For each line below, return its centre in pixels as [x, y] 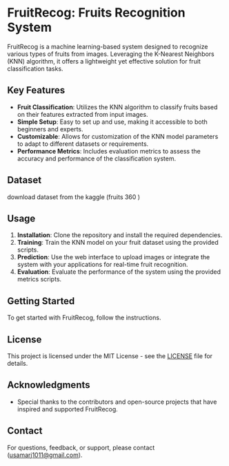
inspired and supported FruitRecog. [68, 409]
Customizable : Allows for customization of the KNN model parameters [118, 136]
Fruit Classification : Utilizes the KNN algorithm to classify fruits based [117, 107]
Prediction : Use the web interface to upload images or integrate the [113, 257]
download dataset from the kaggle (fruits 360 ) [73, 197]
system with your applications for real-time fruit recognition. [102, 265]
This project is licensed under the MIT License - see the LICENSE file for [110, 356]
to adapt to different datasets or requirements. [83, 144]
